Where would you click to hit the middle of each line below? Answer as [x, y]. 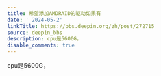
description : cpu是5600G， [45, 39]
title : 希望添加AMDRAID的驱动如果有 [54, 13]
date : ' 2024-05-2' [35, 20]
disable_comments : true [41, 45]
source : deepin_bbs [35, 33]
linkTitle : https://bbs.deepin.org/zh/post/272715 [81, 26]
